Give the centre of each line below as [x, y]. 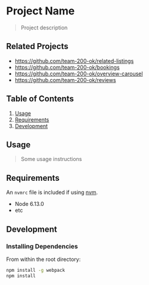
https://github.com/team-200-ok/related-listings [74, 60]
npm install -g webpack [36, 270]
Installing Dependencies [42, 246]
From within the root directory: [44, 259]
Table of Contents [40, 99]
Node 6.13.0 [29, 204]
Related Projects [37, 46]
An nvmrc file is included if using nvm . [52, 192]
